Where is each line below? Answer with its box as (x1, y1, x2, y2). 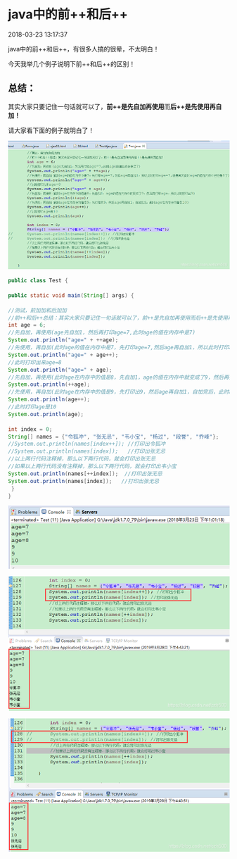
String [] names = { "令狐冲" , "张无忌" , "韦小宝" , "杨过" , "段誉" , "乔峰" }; (8, 433, 219, 440)
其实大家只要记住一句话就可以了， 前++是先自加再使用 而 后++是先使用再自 (8, 102, 222, 111)
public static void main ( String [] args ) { (8, 291, 134, 299)
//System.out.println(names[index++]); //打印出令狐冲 (8, 441, 166, 448)
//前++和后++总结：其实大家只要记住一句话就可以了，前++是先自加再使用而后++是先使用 (8, 314, 228, 321)
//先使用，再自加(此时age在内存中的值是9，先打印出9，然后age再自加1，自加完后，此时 (8, 389, 229, 396)
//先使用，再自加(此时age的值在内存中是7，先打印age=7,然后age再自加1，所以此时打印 (8, 344, 229, 351)
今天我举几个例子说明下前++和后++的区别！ (8, 59, 136, 68)
